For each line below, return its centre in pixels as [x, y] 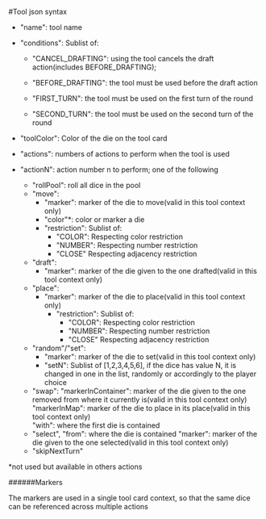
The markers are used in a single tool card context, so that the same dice [130, 498]
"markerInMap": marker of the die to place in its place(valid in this [141, 408]
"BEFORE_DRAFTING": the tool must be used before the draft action [145, 83]
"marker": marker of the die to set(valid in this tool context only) [150, 357]
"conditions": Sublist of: [59, 43]
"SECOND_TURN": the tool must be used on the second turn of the [143, 114]
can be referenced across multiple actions [79, 506]
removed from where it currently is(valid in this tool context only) [139, 400]
